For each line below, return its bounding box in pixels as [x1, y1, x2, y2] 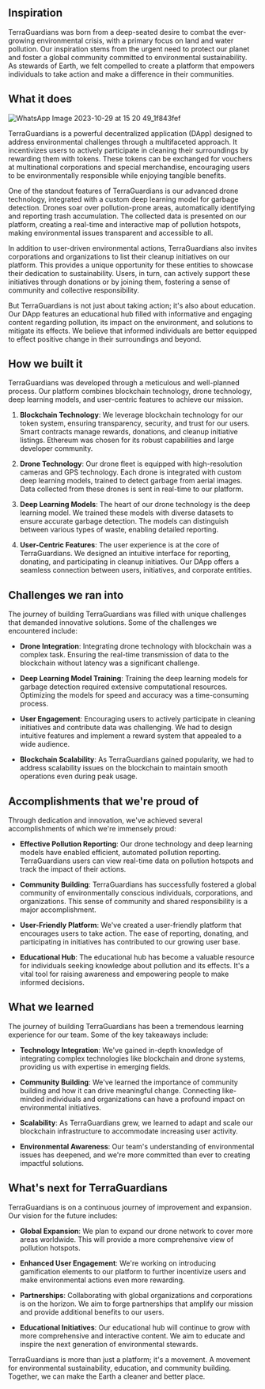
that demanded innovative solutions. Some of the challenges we [8, 618, 218, 627]
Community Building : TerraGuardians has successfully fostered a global [19, 880, 257, 889]
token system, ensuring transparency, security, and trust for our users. [19, 418, 251, 428]
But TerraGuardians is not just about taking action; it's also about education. [8, 301, 256, 310]
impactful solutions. [19, 1158, 85, 1168]
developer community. [19, 444, 93, 453]
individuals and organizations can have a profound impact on [46, 1094, 245, 1103]
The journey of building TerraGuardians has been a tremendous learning [8, 1021, 244, 1031]
